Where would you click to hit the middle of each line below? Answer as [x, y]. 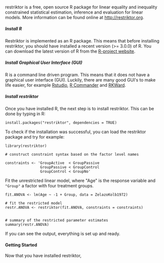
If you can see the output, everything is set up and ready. [63, 233]
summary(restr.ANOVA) [27, 224]
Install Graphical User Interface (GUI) [44, 62]
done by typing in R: [25, 114]
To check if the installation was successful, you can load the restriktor [76, 132]
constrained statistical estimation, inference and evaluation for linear [74, 12]
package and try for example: [35, 137]
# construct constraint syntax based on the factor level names [72, 154]
